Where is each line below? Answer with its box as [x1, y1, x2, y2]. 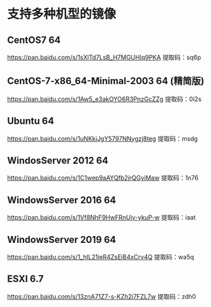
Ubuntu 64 [7, 115, 54, 127]
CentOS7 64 [7, 34, 61, 45]
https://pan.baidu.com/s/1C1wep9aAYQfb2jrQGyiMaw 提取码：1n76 [7, 173, 199, 182]
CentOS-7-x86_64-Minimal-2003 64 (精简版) [7, 75, 205, 87]
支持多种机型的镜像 [7, 6, 117, 22]
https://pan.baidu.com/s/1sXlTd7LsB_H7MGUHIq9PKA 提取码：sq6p [7, 53, 201, 61]
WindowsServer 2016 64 [7, 194, 117, 206]
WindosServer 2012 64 [7, 155, 109, 167]
